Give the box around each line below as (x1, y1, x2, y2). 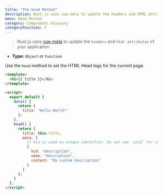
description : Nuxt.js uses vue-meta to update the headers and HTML (5, 12, 147, 17)
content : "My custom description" (31, 158, 101, 163)
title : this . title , (22, 131, 62, 136)
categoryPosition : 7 (5, 25, 47, 30)
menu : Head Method (5, 16, 42, 21)
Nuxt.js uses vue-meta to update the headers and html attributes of (16, 39, 154, 44)
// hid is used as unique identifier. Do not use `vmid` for (26, 140, 153, 145)
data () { (14, 99, 32, 104)
